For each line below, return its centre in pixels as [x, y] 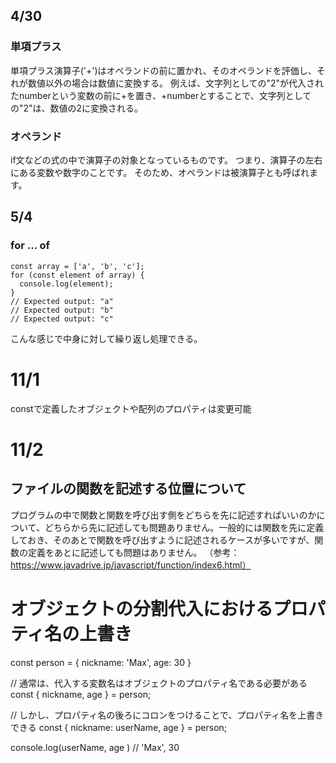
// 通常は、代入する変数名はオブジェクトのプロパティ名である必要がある [159, 683]
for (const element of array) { [77, 275]
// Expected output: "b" [62, 310]
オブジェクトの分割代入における [142, 608]
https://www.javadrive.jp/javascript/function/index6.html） [131, 565]
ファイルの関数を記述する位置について [128, 489]
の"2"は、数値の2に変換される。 [77, 108]
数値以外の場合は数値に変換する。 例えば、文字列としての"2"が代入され [176, 83]
